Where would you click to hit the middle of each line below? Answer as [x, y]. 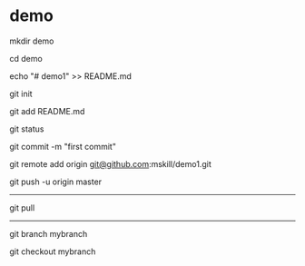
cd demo [26, 58]
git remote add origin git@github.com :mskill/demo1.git [110, 163]
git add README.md [47, 111]
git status [27, 129]
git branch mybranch [49, 233]
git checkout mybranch [53, 251]
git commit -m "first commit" [63, 146]
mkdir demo [32, 41]
